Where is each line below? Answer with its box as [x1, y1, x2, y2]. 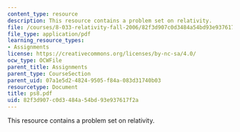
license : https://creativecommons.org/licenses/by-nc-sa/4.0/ [7, 51, 196, 58]
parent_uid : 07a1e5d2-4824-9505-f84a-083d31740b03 [7, 76, 161, 84]
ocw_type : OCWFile [7, 57, 62, 64]
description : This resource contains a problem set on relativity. [7, 17, 213, 24]
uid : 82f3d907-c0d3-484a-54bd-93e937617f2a [7, 97, 139, 104]
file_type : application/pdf [7, 30, 91, 38]
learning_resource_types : [7, 37, 84, 44]
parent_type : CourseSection [7, 70, 91, 77]
